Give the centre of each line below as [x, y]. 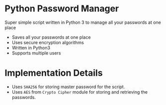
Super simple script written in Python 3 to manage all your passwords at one [83, 22]
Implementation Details [54, 73]
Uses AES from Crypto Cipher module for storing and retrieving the [80, 92]
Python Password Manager [62, 9]
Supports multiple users [36, 53]
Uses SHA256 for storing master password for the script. [68, 87]
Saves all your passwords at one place [51, 37]
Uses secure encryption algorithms [48, 42]
